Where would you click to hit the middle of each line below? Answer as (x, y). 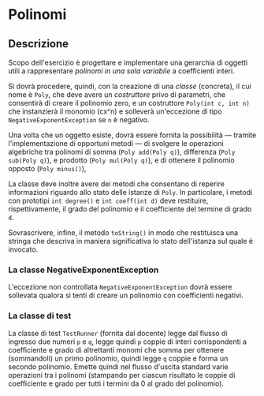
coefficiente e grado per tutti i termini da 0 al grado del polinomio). (116, 383)
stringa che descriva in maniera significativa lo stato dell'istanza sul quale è (131, 241)
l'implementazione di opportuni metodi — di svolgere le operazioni (116, 143)
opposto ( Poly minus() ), (47, 168)
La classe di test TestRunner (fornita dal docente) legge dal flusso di (118, 333)
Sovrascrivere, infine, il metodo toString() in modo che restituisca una (123, 233)
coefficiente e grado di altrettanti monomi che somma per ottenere (116, 349)
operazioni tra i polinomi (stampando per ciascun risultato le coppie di (122, 375)
